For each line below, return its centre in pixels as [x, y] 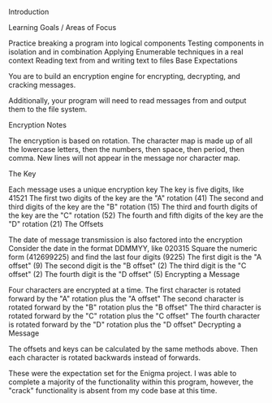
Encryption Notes [38, 125]
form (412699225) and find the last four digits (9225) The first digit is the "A [135, 257]
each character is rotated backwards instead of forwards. [105, 357]
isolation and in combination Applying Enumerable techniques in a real [126, 52]
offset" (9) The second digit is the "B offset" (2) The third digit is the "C [127, 266]
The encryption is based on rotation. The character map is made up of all [131, 141]
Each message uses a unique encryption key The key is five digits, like [126, 189]
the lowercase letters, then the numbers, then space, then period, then [127, 149]
